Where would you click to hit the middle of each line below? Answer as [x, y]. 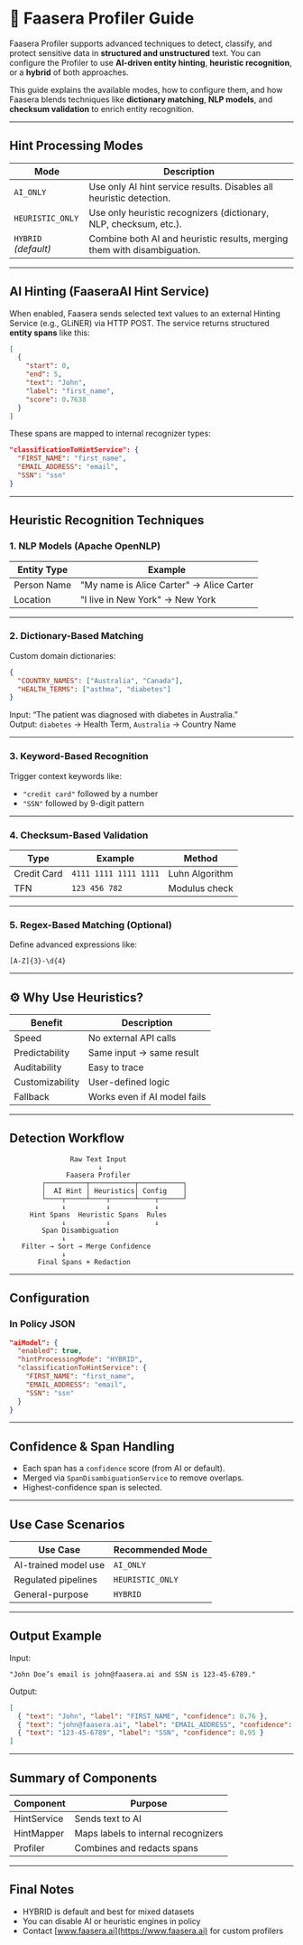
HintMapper [39, 1833]
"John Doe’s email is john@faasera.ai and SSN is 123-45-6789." [133, 1674]
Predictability [42, 1052]
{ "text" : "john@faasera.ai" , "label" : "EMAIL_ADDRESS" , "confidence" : [155, 1724]
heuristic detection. [130, 198]
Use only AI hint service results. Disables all [181, 186]
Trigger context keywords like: [65, 775]
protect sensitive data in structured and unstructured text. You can [135, 52]
